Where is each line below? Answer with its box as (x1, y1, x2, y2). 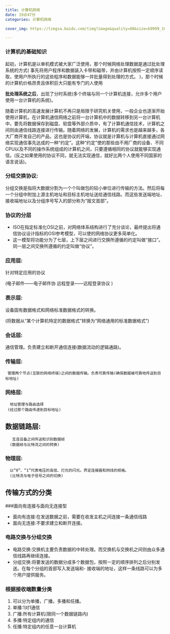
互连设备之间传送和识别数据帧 (12, 437, 65, 442)
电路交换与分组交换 (5, 534, 52, 541)
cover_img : (5, 26, 28, 31)
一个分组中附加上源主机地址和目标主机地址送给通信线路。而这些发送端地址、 (5, 191, 165, 197)
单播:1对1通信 (12, 605, 40, 611)
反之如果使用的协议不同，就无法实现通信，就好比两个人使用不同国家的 (16, 152, 162, 158)
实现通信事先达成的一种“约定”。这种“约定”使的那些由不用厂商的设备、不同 (9, 139, 164, 145)
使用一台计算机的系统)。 (5, 97, 56, 103)
